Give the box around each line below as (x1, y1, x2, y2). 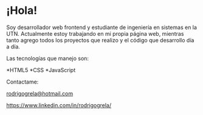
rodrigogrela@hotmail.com (6, 90, 74, 97)
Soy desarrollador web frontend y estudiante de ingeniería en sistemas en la (6, 24, 198, 31)
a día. (6, 43, 20, 50)
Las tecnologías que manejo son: (6, 54, 89, 62)
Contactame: (6, 78, 39, 85)
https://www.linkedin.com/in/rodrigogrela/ (6, 101, 112, 109)
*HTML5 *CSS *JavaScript (6, 66, 76, 73)
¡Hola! (6, 4, 38, 18)
